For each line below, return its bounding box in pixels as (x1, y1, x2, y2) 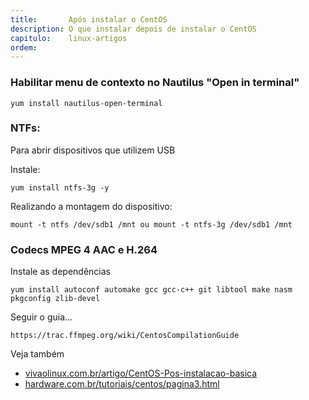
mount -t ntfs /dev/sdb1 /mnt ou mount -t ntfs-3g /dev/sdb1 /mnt (10, 219, 293, 230)
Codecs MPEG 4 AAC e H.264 (10, 242, 158, 256)
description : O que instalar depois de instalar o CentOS (10, 24, 257, 34)
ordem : (10, 42, 38, 53)
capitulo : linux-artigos (10, 33, 128, 43)
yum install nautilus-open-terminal (10, 98, 163, 108)
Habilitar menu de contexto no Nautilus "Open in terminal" (10, 76, 300, 90)
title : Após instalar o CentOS (10, 14, 168, 25)
